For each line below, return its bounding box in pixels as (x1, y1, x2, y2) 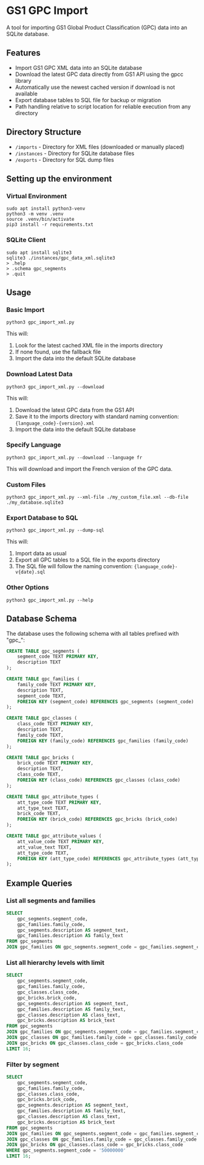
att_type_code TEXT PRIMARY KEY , (17, 799, 102, 805)
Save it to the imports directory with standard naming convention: (15, 412, 179, 420)
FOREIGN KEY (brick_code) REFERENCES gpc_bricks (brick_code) (17, 816, 178, 822)
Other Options (6, 583, 49, 592)
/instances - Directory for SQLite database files (15, 150, 135, 157)
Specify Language (6, 440, 62, 449)
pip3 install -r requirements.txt (6, 221, 94, 228)
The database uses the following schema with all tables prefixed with (6, 630, 179, 637)
